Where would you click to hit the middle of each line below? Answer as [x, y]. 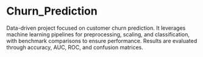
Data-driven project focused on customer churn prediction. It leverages [96, 28]
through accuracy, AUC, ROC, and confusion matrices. [75, 47]
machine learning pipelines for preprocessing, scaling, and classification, [98, 34]
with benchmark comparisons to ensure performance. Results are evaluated [102, 41]
